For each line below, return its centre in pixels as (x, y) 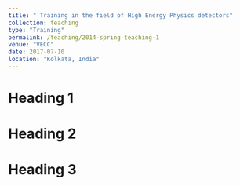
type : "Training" (36, 30)
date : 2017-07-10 (36, 52)
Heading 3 (42, 170)
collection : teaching (44, 23)
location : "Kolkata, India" (54, 60)
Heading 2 (42, 134)
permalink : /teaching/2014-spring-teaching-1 (84, 37)
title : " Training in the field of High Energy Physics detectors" (121, 15)
